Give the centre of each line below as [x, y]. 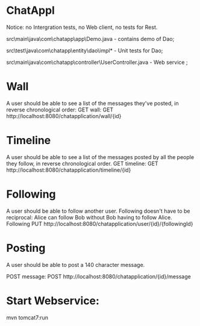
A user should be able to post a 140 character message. [76, 265]
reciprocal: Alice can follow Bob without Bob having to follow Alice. [89, 217]
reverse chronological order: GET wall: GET [60, 110]
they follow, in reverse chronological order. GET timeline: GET [82, 163]
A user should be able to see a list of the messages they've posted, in [92, 103]
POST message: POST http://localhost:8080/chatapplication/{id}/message [98, 276]
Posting [26, 248]
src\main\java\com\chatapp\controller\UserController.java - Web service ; [97, 62]
